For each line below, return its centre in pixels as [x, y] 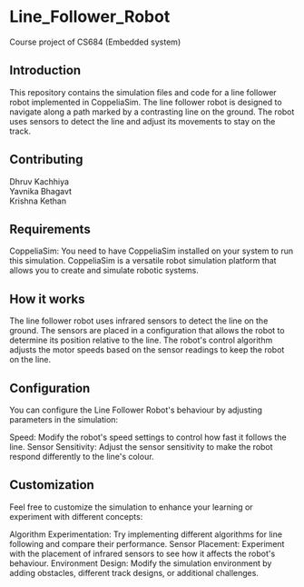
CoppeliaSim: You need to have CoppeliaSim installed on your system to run [152, 251]
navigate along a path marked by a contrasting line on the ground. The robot [152, 112]
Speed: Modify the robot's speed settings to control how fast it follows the [148, 437]
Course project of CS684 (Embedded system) [95, 42]
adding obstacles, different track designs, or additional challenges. [134, 572]
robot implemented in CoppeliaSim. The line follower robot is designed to [146, 102]
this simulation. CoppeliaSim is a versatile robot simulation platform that [143, 261]
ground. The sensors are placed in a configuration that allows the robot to [147, 331]
